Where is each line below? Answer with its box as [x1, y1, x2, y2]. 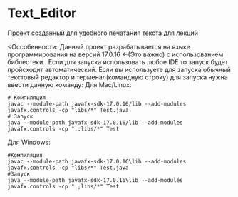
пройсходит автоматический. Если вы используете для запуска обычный [7, 65, 232, 74]
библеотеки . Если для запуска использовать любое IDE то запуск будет [7, 57, 228, 66]
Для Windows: [7, 138, 51, 146]
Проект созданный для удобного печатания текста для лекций [7, 29, 198, 37]
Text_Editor [7, 5, 77, 21]
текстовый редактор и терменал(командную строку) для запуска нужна [7, 73, 228, 81]
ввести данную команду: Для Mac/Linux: [7, 80, 132, 89]
